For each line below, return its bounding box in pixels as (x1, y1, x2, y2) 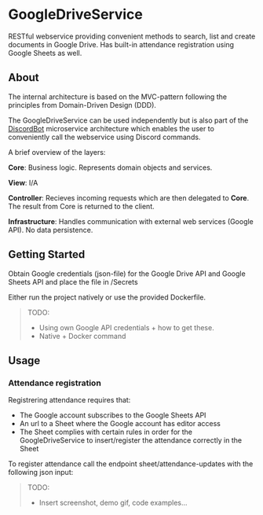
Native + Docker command (38, 331, 126, 340)
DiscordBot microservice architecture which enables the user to (8, 123, 214, 133)
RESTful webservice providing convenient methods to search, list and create (8, 31, 256, 41)
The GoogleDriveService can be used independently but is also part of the (8, 116, 249, 125)
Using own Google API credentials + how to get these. (38, 322, 214, 332)
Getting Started (8, 248, 86, 261)
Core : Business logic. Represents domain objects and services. (8, 163, 213, 172)
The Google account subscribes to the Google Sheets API (19, 410, 206, 420)
